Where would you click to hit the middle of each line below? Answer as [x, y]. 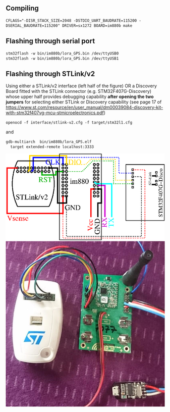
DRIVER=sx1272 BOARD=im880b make [97, 25]
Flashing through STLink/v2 [50, 74]
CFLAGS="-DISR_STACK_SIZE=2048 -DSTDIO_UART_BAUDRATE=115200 [71, 20]
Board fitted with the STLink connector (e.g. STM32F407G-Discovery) [79, 91]
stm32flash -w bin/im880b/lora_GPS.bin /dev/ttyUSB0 [62, 53]
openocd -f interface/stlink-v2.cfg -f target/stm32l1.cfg [69, 123]
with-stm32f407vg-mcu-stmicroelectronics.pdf [55, 113]
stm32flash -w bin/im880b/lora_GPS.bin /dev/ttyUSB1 [62, 58]
